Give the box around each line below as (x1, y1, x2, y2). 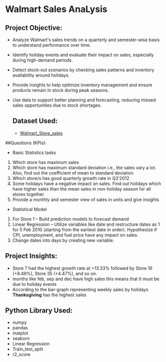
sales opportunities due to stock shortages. (12, 102, 102, 108)
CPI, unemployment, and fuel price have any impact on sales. (12, 232, 139, 238)
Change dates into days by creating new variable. (12, 237, 115, 243)
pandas (12, 325, 28, 331)
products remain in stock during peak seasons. (12, 87, 109, 93)
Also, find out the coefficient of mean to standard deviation (12, 169, 134, 176)
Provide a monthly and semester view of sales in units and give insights (12, 197, 160, 203)
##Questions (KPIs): (5, 139, 46, 146)
